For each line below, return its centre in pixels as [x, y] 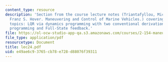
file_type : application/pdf [34, 38]
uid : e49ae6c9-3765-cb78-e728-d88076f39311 [51, 51]
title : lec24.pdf [23, 47]
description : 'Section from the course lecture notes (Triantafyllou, [80, 14]
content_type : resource [30, 10]
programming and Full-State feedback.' [51, 28]
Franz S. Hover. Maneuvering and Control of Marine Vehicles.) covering [87, 19]
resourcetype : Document [30, 42]
